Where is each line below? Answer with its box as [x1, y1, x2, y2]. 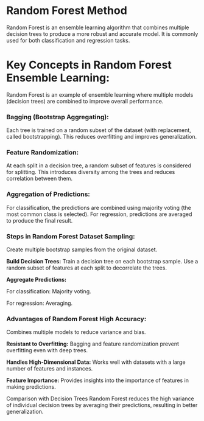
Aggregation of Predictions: [6, 190, 90, 198]
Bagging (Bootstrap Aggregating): [6, 113, 109, 121]
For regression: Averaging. [6, 299, 73, 307]
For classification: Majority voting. [6, 288, 91, 295]
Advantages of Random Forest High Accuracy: [6, 315, 147, 323]
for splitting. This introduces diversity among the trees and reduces [6, 169, 175, 176]
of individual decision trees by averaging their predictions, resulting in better [6, 402, 198, 409]
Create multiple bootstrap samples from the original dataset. [6, 246, 158, 253]
